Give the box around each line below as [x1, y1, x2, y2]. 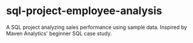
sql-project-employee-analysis [6, 4, 162, 18]
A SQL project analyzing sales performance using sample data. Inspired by [6, 24, 187, 31]
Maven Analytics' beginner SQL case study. [6, 29, 112, 37]
